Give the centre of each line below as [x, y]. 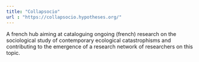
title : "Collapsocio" [33, 12]
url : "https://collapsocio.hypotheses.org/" [64, 17]
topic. [13, 53]
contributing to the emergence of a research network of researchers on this [99, 46]
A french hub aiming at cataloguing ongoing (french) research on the [91, 34]
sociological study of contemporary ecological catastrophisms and [89, 40]
